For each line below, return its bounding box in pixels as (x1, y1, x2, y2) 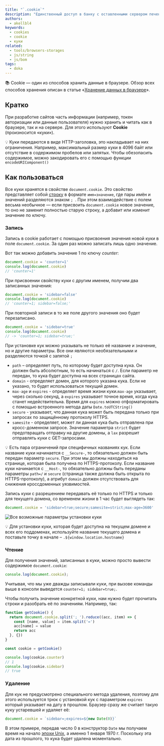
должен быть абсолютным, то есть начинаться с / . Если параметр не (12, 367, 158, 373)
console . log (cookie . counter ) (5, 655, 64, 660)
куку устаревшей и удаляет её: (5, 706, 70, 713)
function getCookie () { (5, 610, 54, 615)
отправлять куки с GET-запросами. (12, 435, 86, 441)
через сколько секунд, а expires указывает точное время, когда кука (12, 394, 158, 399)
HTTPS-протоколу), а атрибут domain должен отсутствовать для (5, 476, 139, 481)
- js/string (9, 52, 34, 58)
